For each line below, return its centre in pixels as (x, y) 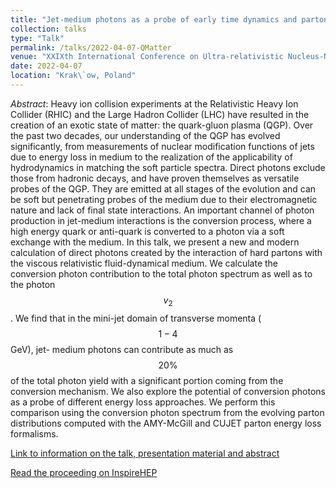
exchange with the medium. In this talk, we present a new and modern (155, 242)
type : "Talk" (37, 38)
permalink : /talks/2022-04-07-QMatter (91, 47)
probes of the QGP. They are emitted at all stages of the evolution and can (163, 188)
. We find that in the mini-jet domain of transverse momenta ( (136, 318)
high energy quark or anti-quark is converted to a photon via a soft (147, 231)
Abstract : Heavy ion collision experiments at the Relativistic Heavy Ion (154, 103)
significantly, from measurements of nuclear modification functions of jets (162, 146)
